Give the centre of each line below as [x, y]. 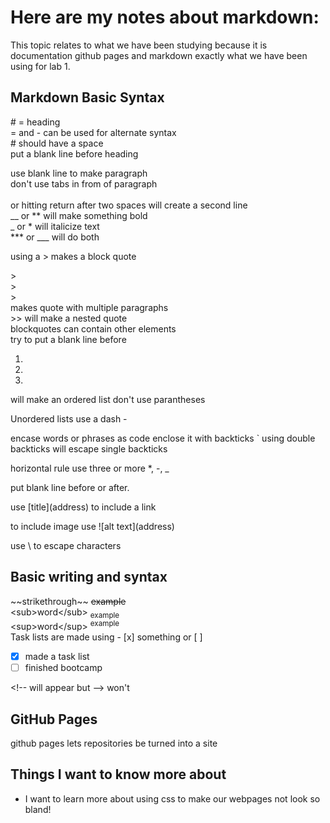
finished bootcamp [63, 668]
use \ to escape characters [66, 545]
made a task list [57, 657]
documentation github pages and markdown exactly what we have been [159, 55]
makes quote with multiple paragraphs [89, 307]
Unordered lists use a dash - [69, 418]
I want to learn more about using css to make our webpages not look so [172, 798]
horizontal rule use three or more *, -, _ [90, 468]
